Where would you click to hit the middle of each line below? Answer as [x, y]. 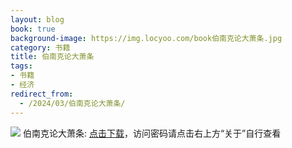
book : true [33, 29]
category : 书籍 [40, 47]
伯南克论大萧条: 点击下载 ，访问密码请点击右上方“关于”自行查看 [152, 133]
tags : [21, 66]
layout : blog [37, 19]
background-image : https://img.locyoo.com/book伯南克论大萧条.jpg [146, 38]
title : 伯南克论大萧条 [52, 57]
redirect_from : [42, 94]
